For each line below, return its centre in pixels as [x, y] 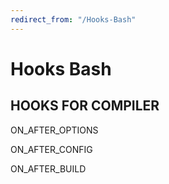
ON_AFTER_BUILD [48, 168]
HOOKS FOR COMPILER [85, 106]
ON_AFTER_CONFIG [51, 149]
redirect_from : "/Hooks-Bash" [73, 19]
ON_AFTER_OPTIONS [54, 130]
